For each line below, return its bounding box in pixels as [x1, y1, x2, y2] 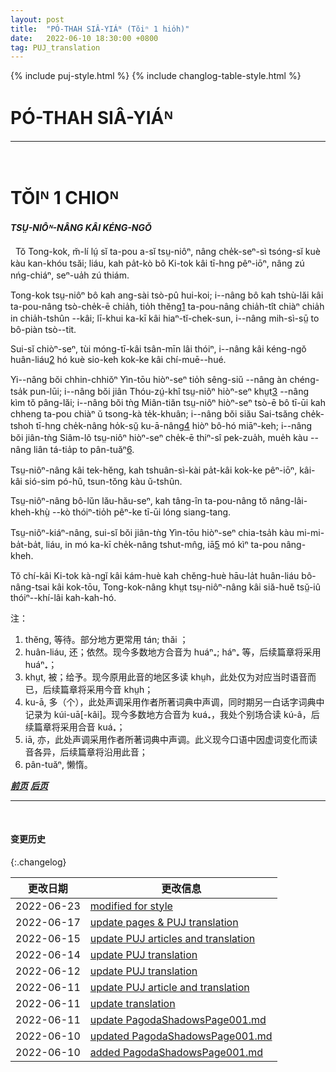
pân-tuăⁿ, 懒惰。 [24, 758, 93, 770]
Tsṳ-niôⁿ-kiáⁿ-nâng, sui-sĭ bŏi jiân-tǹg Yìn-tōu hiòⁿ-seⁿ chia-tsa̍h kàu [10, 526, 295, 538]
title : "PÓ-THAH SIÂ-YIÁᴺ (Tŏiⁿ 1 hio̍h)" [10, 24, 190, 34]
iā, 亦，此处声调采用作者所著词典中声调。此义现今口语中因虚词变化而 [24, 733, 310, 745]
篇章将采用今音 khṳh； [59, 683, 154, 695]
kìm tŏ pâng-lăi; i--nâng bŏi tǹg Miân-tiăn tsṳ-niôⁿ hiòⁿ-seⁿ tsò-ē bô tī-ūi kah [10, 396, 327, 408]
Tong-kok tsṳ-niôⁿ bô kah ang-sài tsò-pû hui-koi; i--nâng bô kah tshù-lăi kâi [10, 289, 324, 301]
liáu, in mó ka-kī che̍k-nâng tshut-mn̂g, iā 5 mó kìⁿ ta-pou [45, 538, 279, 550]
